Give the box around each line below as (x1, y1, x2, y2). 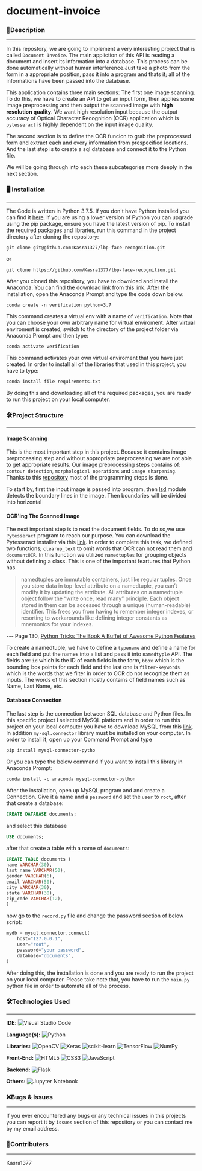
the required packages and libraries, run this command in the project (6, 226, 176, 234)
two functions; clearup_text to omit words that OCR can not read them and (6, 545, 192, 552)
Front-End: (6, 1054, 34, 1061)
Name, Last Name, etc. (6, 682, 63, 690)
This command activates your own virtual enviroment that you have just (6, 354, 183, 361)
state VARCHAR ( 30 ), (6, 890, 55, 896)
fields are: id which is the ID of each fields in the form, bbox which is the (6, 657, 185, 664)
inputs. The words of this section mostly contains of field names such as (6, 676, 186, 684)
